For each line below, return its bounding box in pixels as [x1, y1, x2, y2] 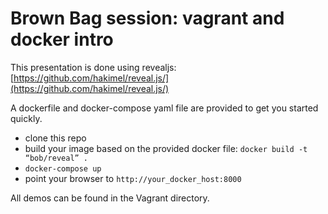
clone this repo [24, 132, 87, 144]
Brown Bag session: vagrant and [10, 7, 285, 30]
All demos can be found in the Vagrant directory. [10, 192, 210, 204]
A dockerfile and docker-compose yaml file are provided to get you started [10, 102, 319, 114]
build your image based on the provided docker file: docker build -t [24, 142, 308, 154]
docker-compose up [24, 163, 102, 174]
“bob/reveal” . [24, 153, 89, 163]
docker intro [10, 28, 114, 51]
